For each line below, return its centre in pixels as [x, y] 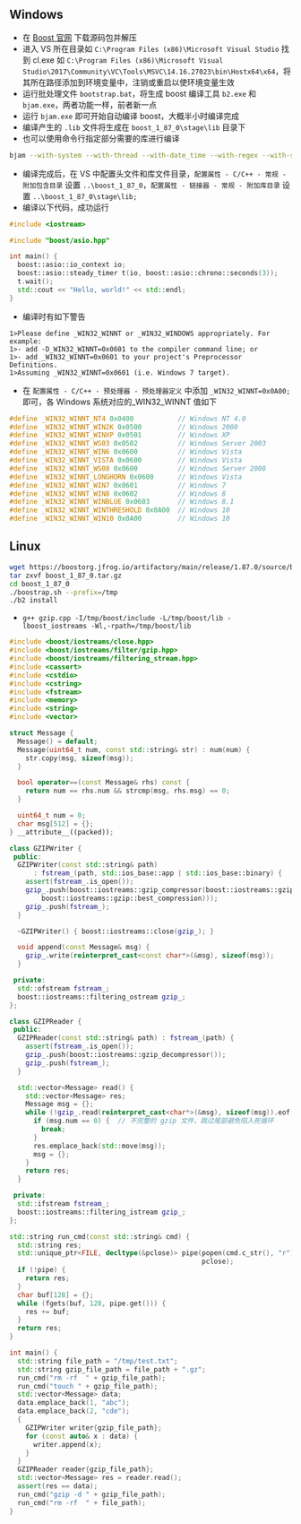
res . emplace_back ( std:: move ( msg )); [99, 1146]
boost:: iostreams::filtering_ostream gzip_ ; [102, 997]
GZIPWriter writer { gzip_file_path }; [94, 1428]
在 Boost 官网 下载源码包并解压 [79, 37]
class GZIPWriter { [46, 848]
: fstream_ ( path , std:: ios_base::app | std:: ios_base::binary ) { [157, 873]
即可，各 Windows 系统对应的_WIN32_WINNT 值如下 [120, 402]
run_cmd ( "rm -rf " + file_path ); [82, 1502]
